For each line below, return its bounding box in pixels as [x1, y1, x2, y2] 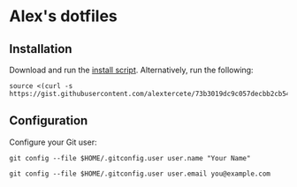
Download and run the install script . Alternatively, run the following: [9, 64, 254, 75]
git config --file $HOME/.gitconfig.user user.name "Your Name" [9, 153, 251, 162]
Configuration [9, 113, 88, 129]
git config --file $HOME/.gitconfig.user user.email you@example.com [9, 169, 271, 178]
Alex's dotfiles [9, 6, 118, 26]
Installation [9, 41, 72, 56]
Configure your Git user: [9, 137, 97, 147]
